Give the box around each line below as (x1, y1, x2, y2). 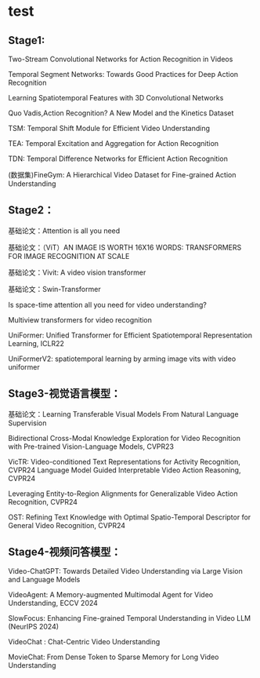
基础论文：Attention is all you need (8, 226, 121, 235)
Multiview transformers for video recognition (8, 315, 153, 324)
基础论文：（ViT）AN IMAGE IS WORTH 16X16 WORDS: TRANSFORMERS (8, 242, 242, 252)
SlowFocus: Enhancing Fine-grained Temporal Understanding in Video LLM (8, 614, 251, 623)
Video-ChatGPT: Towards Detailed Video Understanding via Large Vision (8, 567, 243, 576)
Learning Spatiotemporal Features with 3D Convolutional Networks (8, 93, 224, 102)
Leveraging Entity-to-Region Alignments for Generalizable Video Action (8, 489, 238, 498)
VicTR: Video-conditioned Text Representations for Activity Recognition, (8, 457, 240, 466)
